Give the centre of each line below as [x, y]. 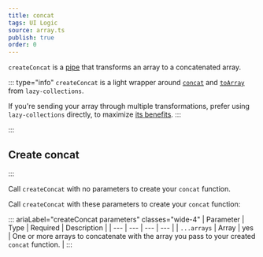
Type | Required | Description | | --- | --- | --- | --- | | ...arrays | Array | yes [131, 227]
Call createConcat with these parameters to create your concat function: [124, 204]
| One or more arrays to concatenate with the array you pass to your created [132, 236]
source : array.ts [37, 30]
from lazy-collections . [46, 91]
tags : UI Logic [33, 23]
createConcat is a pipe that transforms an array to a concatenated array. [125, 67]
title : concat [31, 15]
